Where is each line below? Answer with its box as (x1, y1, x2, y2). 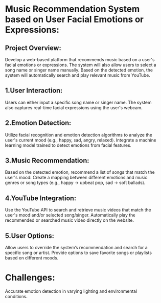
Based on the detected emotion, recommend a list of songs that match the (5, 169, 155, 175)
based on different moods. (5, 255, 59, 261)
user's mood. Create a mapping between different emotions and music (5, 175, 148, 181)
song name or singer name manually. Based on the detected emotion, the (5, 67, 153, 73)
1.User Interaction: (5, 87, 63, 95)
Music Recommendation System (5, 3, 140, 15)
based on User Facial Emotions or (5, 14, 144, 25)
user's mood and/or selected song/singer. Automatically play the (5, 212, 136, 218)
